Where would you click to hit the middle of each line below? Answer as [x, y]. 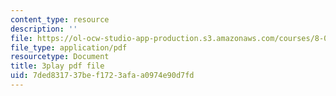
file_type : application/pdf [69, 47]
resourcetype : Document [60, 57]
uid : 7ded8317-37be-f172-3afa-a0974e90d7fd [102, 76]
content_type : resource [60, 19]
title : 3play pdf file [57, 66]
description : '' [44, 29]
